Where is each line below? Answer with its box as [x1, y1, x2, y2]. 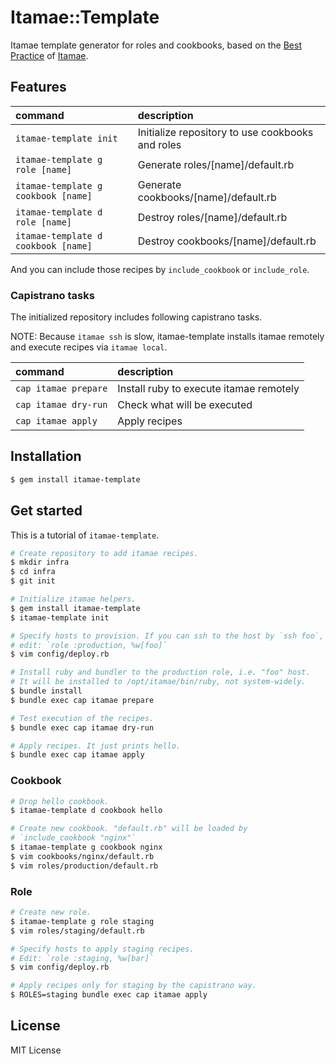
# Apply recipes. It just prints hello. [10, 741, 182, 751]
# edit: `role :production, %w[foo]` [10, 640, 168, 650]
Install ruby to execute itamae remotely [117, 382, 300, 396]
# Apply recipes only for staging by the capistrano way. [10, 981, 257, 991]
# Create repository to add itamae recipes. [10, 548, 199, 558]
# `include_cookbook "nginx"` [10, 833, 137, 843]
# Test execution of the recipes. [10, 713, 155, 723]
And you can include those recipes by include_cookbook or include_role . [10, 263, 310, 275]
